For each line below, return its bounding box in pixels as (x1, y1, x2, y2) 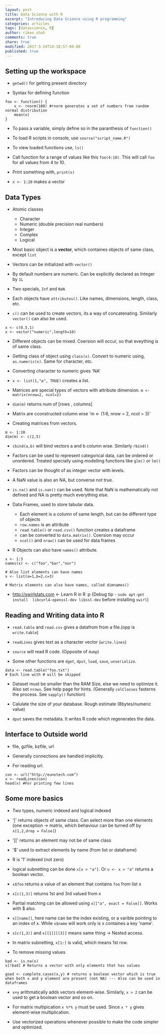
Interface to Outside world (5, 730, 88, 739)
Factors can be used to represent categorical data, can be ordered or (12, 453, 154, 459)
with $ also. (12, 905, 36, 911)
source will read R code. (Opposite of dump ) (12, 648, 99, 654)
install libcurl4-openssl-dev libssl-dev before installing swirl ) (12, 597, 149, 603)
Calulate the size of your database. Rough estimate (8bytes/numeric (12, 701, 152, 707)
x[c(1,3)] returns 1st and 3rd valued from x (12, 890, 101, 896)
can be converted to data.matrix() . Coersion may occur (19, 532, 135, 538)
